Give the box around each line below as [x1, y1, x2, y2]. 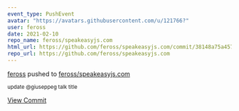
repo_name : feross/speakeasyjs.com [7, 37, 113, 44]
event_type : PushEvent [7, 10, 75, 18]
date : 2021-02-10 [7, 30, 59, 38]
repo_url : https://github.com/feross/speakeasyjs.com [7, 51, 171, 58]
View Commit [7, 95, 47, 104]
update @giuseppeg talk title [7, 83, 78, 90]
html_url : [7, 43, 37, 51]
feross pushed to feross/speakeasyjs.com [7, 69, 130, 78]
